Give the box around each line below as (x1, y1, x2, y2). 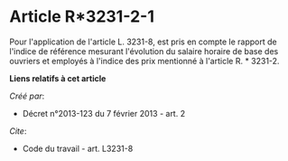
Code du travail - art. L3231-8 (22, 143, 134, 154)
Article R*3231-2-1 (9, 6, 155, 27)
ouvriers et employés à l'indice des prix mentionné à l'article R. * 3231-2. (9, 55, 280, 66)
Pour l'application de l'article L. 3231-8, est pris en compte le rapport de (9, 36, 277, 47)
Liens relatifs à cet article (9, 72, 107, 83)
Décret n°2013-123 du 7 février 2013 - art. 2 (22, 108, 186, 118)
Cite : (9, 125, 27, 137)
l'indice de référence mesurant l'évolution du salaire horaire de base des (9, 45, 279, 56)
